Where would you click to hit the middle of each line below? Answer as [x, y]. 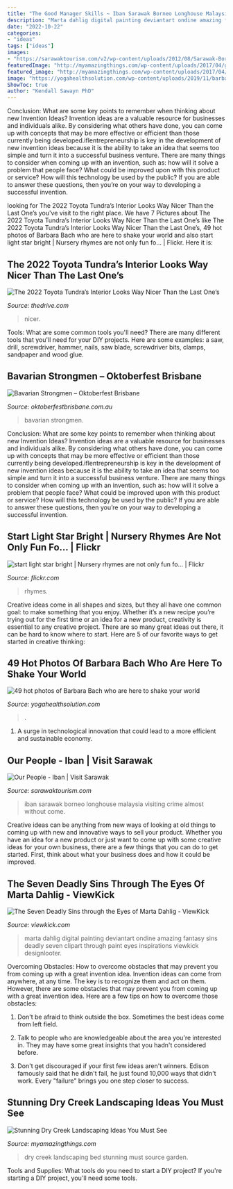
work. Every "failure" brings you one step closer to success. [103, 1081]
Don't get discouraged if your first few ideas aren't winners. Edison [113, 1066]
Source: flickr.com [33, 577]
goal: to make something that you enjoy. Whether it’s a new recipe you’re [111, 612]
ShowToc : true [28, 85]
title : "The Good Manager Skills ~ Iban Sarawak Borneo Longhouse [105, 14]
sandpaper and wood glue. [46, 354]
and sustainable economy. [55, 739]
